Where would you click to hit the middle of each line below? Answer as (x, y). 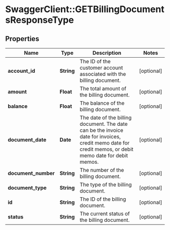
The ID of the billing (103, 199)
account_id (22, 71)
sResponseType (40, 20)
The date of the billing (105, 118)
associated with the (103, 74)
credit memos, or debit (107, 149)
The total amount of (103, 88)
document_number (31, 173)
